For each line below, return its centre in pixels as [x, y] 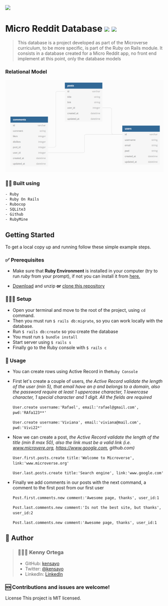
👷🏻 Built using [23, 183]
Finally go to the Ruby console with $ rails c [60, 348]
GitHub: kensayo [42, 563]
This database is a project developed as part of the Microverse [82, 42]
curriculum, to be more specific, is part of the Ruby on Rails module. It [90, 48]
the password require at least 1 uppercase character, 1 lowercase [80, 392]
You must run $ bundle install [45, 336]
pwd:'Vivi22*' [27, 428]
